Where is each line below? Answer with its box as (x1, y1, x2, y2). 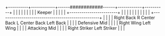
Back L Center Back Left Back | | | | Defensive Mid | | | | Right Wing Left (5, 20, 151, 26)
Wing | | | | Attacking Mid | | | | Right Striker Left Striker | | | (5, 25, 125, 31)
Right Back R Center (114, 15, 156, 20)
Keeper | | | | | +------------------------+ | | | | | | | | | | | (37, 9, 150, 15)
